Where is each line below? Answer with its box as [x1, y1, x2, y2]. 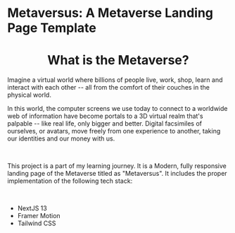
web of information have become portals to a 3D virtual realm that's [7, 112, 203, 121]
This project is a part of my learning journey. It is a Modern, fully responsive [7, 162, 227, 170]
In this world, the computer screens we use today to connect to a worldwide [7, 104, 228, 113]
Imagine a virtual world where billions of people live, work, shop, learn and [7, 76, 223, 84]
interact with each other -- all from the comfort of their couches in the [7, 83, 210, 92]
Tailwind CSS [17, 219, 56, 227]
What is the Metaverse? [47, 52, 189, 68]
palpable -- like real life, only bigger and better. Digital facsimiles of [7, 119, 203, 128]
